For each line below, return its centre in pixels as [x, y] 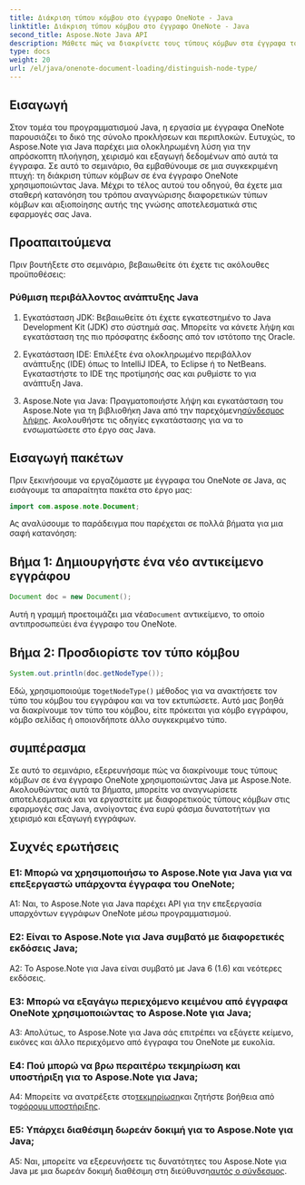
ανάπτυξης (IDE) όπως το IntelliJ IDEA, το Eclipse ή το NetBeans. [144, 363]
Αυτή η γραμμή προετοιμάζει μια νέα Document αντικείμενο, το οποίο [137, 615]
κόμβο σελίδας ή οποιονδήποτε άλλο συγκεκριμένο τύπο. [118, 719]
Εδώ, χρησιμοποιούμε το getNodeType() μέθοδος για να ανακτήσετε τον [143, 690]
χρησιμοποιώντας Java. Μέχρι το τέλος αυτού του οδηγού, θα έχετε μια [146, 185]
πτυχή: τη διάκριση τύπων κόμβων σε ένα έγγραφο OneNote [124, 175]
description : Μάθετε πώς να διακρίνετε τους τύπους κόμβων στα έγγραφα [148, 43]
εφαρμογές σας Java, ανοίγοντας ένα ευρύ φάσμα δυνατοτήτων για [140, 808]
